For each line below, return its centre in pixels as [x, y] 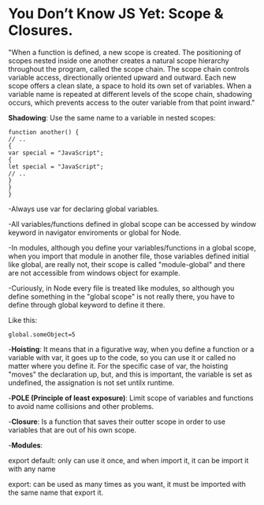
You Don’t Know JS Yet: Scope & [116, 14]
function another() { [44, 132]
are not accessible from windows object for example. [95, 273]
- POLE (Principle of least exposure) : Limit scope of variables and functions [131, 398]
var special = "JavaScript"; [56, 153]
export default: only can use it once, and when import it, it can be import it [128, 460]
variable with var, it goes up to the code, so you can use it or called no [122, 357]
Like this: [23, 320]
